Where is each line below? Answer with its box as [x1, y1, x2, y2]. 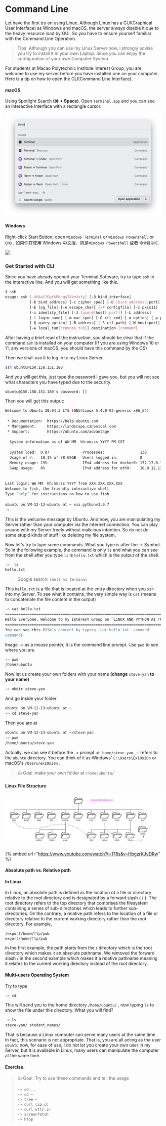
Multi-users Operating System [5, 972, 69, 978]
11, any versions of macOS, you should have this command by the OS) [5, 345, 147, 351]
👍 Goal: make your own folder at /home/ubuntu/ [17, 770, 115, 776]
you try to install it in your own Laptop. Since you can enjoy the [17, 50, 146, 56]
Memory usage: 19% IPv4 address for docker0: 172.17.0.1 [9, 460, 163, 465]
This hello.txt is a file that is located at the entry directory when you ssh [5, 586, 154, 592]
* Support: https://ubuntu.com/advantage [7, 429, 110, 434]
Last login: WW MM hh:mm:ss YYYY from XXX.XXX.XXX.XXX [5, 481, 123, 486]
